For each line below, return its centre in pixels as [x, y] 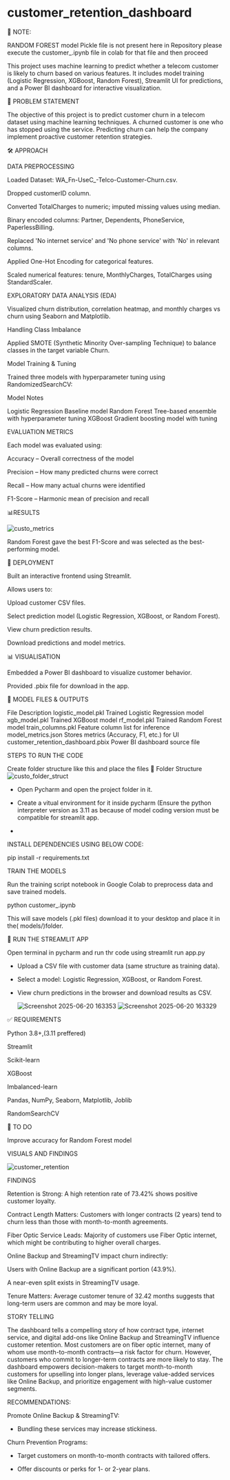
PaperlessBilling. [31, 227]
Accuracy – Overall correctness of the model [71, 458]
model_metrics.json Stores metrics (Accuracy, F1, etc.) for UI [93, 734]
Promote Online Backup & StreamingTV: [63, 1415]
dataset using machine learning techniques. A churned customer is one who [115, 121]
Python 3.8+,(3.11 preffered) [46, 1033]
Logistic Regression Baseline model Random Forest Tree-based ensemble [112, 411]
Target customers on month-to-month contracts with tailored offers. [114, 1455]
